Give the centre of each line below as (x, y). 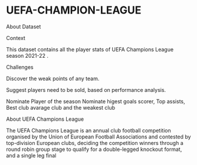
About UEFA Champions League (45, 119)
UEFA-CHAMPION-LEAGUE (74, 10)
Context (16, 38)
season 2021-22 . (27, 55)
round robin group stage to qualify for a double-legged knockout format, (94, 149)
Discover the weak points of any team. (53, 78)
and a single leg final (31, 155)
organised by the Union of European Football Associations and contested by (98, 137)
